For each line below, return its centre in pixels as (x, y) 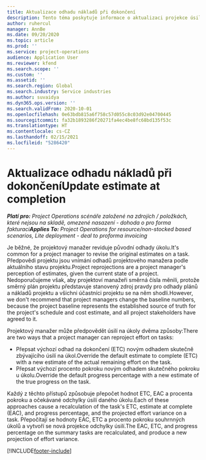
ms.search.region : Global (40, 86)
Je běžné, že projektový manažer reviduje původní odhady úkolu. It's (93, 247)
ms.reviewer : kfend (32, 63)
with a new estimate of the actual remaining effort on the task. (94, 362)
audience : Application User (43, 57)
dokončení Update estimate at (84, 186)
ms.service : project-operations (48, 52)
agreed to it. (22, 319)
